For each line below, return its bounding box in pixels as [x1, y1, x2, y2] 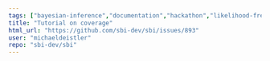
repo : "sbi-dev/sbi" [8, 41, 78, 49]
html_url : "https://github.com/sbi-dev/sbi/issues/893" [8, 26, 199, 34]
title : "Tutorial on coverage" [8, 19, 113, 27]
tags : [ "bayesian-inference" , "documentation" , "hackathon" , [8, 11, 211, 20]
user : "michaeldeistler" [8, 33, 92, 42]
